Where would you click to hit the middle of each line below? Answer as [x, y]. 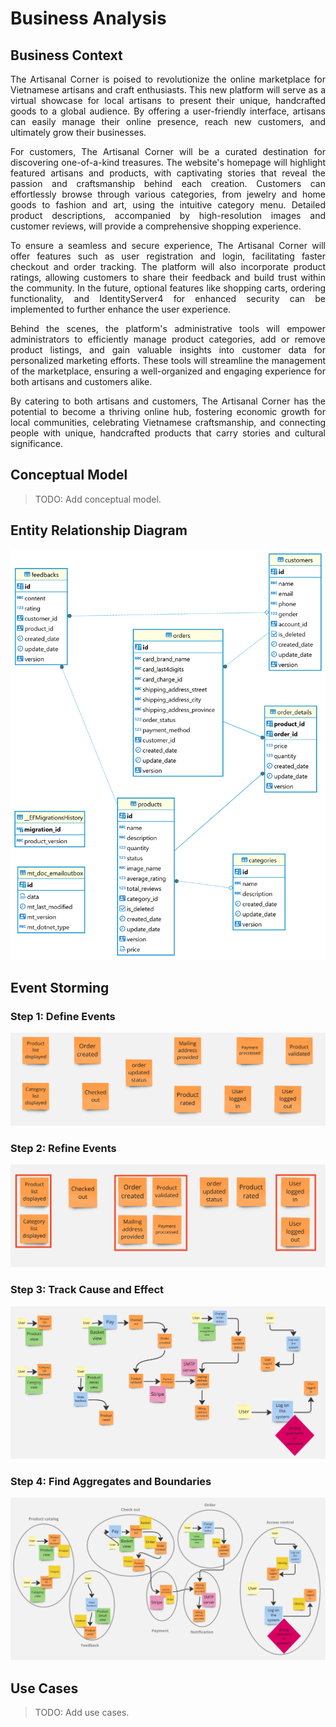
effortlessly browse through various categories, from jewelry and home [168, 194]
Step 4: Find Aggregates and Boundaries [111, 1482]
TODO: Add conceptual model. [98, 499]
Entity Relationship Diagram [99, 530]
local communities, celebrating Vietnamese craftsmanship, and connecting [168, 422]
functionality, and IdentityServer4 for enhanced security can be [168, 298]
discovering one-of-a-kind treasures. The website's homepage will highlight [168, 162]
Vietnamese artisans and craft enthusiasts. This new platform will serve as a [168, 90]
